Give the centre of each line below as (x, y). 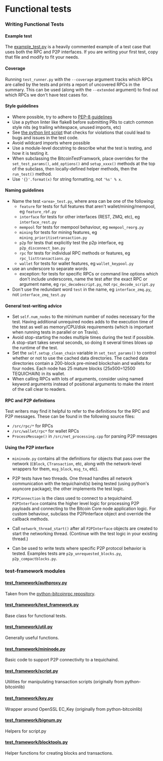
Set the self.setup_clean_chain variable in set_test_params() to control (84, 353)
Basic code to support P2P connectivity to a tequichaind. (62, 660)
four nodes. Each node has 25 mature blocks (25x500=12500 (73, 369)
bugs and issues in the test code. (45, 137)
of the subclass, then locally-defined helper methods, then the (75, 169)
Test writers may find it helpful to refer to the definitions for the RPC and (77, 411)
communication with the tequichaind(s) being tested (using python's (81, 483)
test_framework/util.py (29, 627)
